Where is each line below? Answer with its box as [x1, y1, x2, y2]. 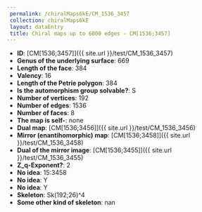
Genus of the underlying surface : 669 [16, 57, 130, 65]
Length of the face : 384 [16, 64, 87, 72]
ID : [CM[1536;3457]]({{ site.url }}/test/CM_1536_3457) [16, 49, 173, 58]
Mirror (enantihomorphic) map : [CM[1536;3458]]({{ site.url [16, 131, 191, 140]
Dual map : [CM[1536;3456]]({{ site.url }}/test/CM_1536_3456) [16, 124, 196, 132]
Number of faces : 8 [16, 109, 75, 117]
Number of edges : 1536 [16, 101, 87, 110]
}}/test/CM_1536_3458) [16, 138, 84, 147]
